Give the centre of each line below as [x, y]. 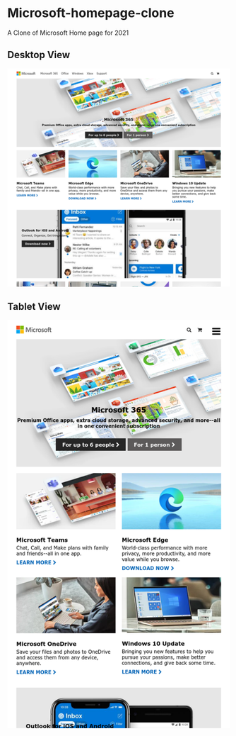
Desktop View [39, 55]
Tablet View [34, 307]
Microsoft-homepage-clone [91, 13]
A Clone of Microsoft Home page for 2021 [68, 33]
